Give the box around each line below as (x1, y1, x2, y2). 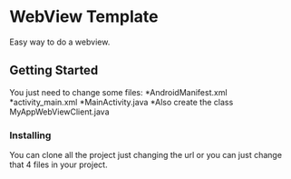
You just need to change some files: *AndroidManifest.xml (9, 86, 228, 97)
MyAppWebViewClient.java (9, 106, 111, 117)
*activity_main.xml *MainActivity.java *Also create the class (9, 96, 234, 107)
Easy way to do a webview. (9, 36, 111, 47)
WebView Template (9, 6, 159, 27)
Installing (9, 129, 52, 142)
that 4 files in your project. (9, 159, 108, 170)
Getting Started (9, 63, 99, 78)
